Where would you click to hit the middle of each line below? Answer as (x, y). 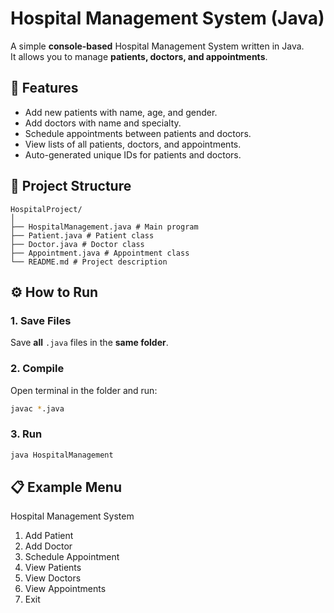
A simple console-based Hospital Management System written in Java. (157, 46)
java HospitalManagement (62, 455)
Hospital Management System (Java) (167, 18)
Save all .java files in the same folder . (89, 343)
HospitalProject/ (46, 209)
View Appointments (65, 589)
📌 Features (44, 88)
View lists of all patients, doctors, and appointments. (133, 144)
